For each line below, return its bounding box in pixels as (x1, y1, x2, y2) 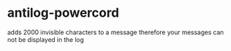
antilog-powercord (7, 5, 119, 21)
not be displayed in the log (7, 35, 84, 43)
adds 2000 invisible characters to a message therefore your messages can (7, 28, 225, 36)
